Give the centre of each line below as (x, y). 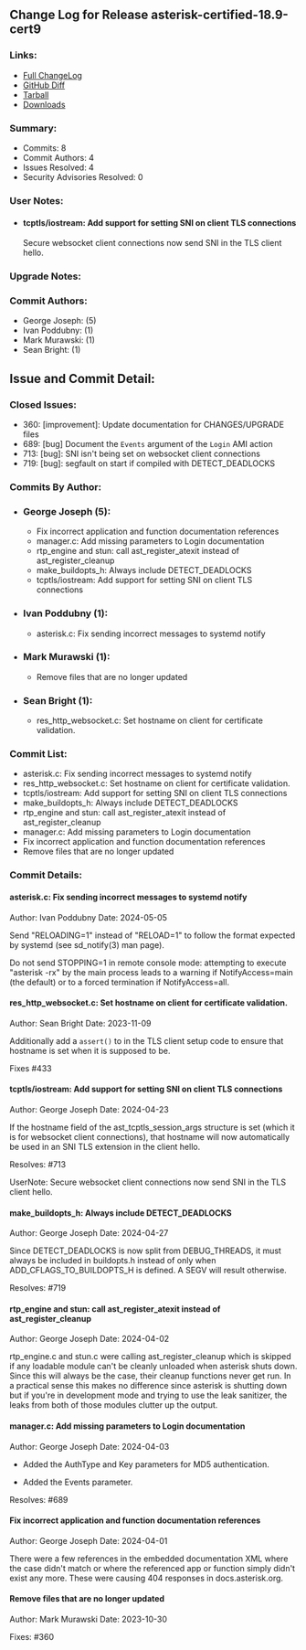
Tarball (36, 94)
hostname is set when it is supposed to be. (90, 1050)
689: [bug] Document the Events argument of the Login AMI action (148, 444)
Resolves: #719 (38, 1288)
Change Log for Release (79, 15)
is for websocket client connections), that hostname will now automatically (150, 1136)
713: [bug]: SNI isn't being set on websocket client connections (141, 454)
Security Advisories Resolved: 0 (83, 176)
